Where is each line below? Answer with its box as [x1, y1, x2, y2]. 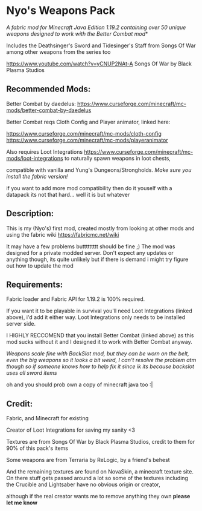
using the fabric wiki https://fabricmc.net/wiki [6, 231, 119, 238]
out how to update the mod [6, 262, 74, 269]
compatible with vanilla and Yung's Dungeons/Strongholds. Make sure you [6, 166, 192, 173]
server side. [6, 320, 36, 328]
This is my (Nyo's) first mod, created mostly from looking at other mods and [6, 225, 195, 232]
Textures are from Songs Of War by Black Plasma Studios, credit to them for [6, 438, 195, 446]
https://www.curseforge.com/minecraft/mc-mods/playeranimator [6, 136, 168, 143]
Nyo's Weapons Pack [6, 4, 116, 18]
